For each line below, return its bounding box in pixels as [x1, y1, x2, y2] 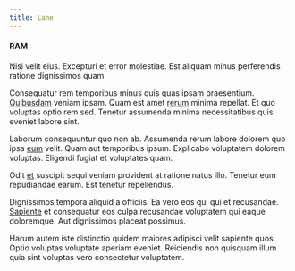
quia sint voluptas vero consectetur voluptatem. [9, 251, 185, 262]
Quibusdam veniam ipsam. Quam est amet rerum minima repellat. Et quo [9, 97, 275, 107]
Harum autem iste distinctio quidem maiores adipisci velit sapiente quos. [9, 233, 276, 243]
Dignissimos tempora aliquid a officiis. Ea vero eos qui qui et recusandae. [9, 196, 279, 207]
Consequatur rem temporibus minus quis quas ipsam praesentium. [9, 87, 255, 98]
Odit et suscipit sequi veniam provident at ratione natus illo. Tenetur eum [9, 169, 276, 180]
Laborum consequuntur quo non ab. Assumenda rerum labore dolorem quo [9, 133, 286, 144]
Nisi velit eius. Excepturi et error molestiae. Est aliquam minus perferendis [9, 60, 281, 72]
